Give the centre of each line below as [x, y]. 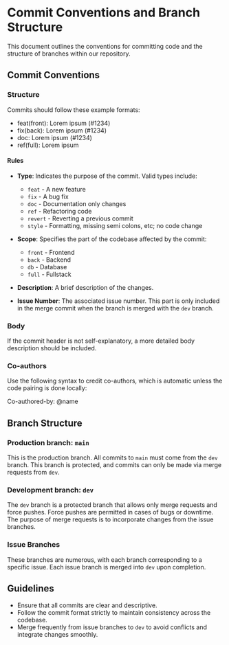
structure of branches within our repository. [69, 54]
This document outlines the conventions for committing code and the [105, 46]
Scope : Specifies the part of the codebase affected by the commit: [112, 239]
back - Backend [49, 260]
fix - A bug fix [48, 196]
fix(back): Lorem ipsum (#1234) [62, 130]
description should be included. [52, 348]
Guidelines [31, 589]
